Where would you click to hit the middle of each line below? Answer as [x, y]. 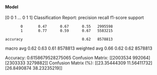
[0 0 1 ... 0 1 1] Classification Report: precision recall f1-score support [75, 18]
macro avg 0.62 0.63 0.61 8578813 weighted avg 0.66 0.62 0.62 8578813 [79, 48]
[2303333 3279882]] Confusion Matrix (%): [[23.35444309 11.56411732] [79, 63]
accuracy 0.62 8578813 [59, 39]
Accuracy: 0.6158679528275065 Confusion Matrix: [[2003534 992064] [78, 58]
